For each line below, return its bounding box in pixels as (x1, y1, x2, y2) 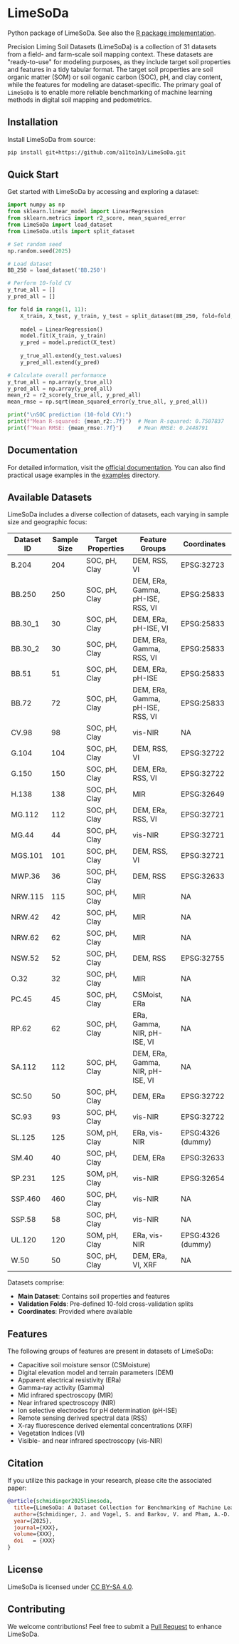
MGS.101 (11, 851, 44, 861)
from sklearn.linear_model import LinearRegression (7, 208, 164, 215)
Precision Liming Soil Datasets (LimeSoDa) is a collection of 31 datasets (7, 42, 217, 51)
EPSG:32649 (181, 790, 225, 800)
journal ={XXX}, (14, 1524, 59, 1531)
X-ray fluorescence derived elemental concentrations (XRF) (17, 1421, 193, 1430)
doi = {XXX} (14, 1537, 55, 1545)
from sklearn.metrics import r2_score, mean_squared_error (7, 215, 186, 222)
